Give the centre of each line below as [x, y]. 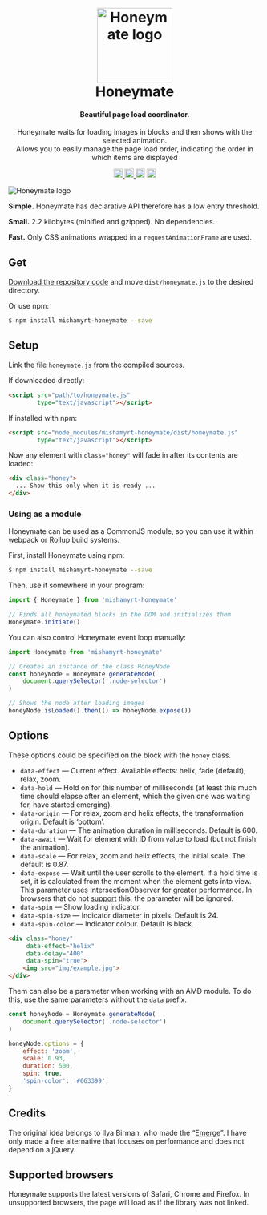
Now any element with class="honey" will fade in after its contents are [123, 455]
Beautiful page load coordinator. [135, 114]
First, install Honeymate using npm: [67, 555]
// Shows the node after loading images [77, 704]
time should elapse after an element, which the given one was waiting [135, 796]
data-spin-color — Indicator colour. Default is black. [107, 923]
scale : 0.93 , [44, 1059]
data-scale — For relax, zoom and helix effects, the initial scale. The [132, 855]
